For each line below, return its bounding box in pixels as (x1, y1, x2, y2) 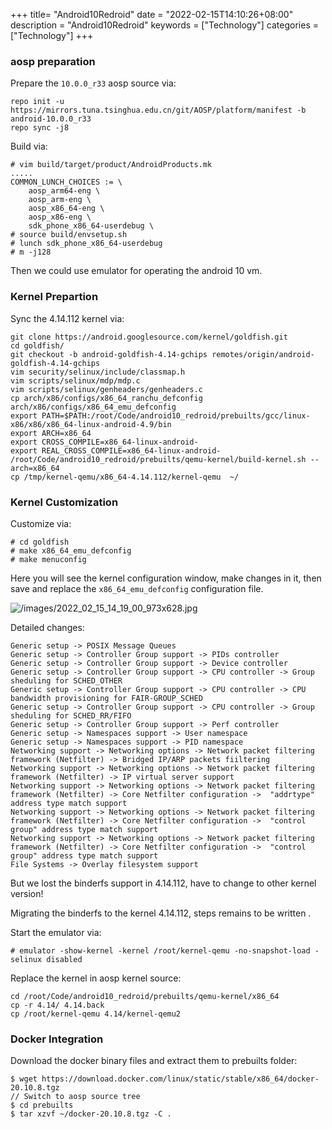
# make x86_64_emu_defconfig (10, 545, 132, 556)
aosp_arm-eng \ (28, 195, 92, 205)
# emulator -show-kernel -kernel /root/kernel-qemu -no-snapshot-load (10, 945, 311, 956)
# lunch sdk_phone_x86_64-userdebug (10, 239, 163, 249)
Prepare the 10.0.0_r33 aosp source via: (10, 77, 177, 89)
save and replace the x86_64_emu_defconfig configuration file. (10, 582, 264, 594)
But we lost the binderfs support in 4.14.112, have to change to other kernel (10, 877, 317, 889)
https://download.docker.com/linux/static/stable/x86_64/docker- (41, 1074, 320, 1084)
